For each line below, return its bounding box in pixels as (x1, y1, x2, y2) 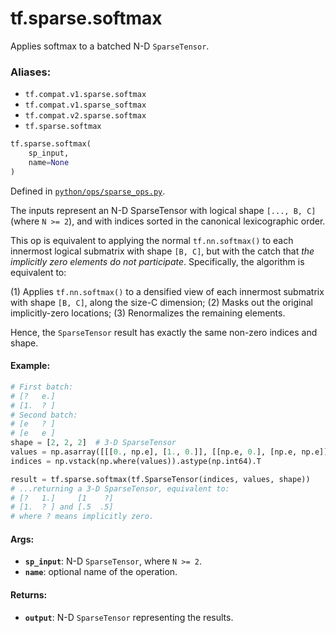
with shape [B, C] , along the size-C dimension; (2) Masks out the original (10, 296, 313, 308)
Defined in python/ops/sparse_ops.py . (10, 185, 166, 197)
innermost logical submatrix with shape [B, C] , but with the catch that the (10, 245, 315, 257)
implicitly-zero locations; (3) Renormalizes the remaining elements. (10, 307, 286, 319)
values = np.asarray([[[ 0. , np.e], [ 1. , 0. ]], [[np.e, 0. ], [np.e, (10, 447, 298, 457)
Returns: (10, 588, 48, 601)
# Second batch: (10, 410, 78, 420)
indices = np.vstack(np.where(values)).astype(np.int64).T (10, 456, 262, 466)
